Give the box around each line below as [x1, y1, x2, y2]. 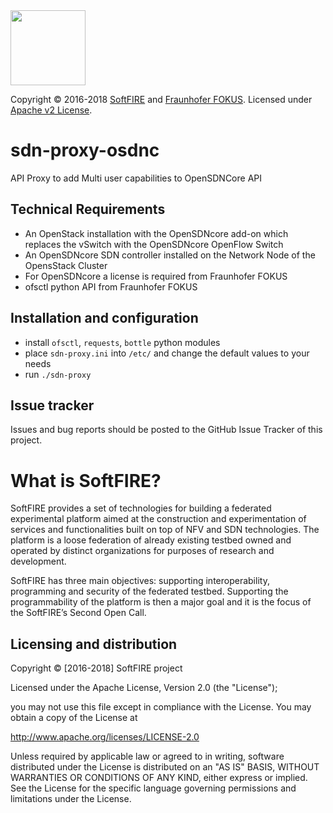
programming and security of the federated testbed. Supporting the [10, 585, 289, 598]
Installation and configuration [10, 310, 199, 327]
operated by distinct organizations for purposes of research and [10, 545, 275, 557]
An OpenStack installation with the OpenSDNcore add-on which [24, 227, 289, 239]
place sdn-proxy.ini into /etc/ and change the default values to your [24, 347, 310, 359]
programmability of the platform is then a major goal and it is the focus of [10, 596, 312, 608]
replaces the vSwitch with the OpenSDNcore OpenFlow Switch [24, 238, 284, 250]
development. [10, 555, 67, 568]
